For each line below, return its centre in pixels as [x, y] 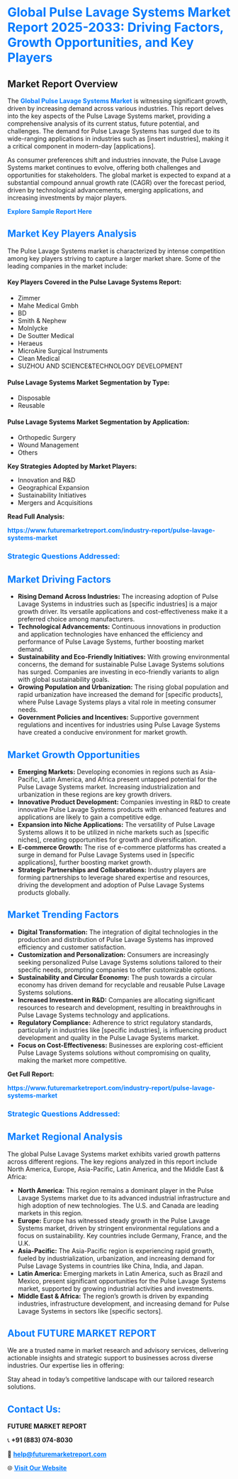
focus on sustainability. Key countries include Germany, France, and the [123, 1235]
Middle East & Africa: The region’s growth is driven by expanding [113, 1296]
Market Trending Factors [63, 915]
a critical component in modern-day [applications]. [81, 146]
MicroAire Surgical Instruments [63, 351]
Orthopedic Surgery [47, 438]
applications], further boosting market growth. [85, 862]
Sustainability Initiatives [52, 495]
